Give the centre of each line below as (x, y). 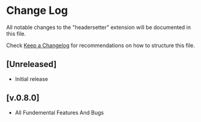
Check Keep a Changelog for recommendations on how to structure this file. (101, 45)
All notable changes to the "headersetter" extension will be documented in (99, 27)
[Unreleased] (32, 64)
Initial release (31, 79)
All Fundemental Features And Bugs (59, 112)
